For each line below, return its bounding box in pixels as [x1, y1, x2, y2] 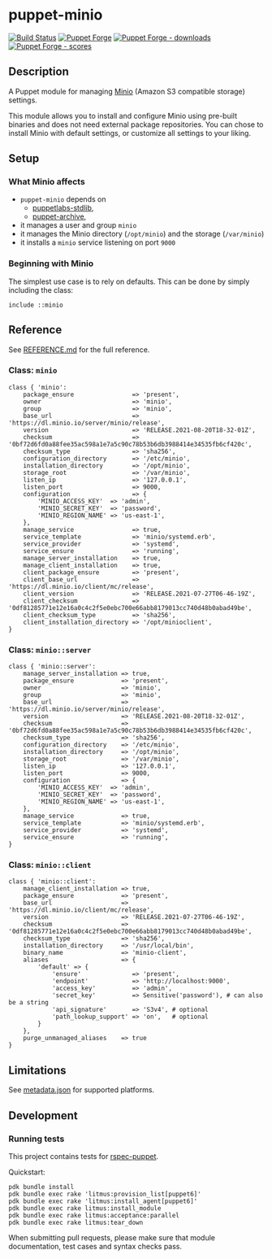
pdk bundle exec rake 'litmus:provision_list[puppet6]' [8, 1190, 201, 1198]
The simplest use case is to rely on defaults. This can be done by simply [8, 277, 250, 286]
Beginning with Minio [8, 258, 94, 269]
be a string [8, 999, 49, 1007]
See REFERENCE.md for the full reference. [8, 344, 150, 355]
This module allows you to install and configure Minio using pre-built [8, 111, 238, 120]
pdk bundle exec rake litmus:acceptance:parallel [8, 1211, 180, 1219]
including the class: [8, 285, 74, 294]
